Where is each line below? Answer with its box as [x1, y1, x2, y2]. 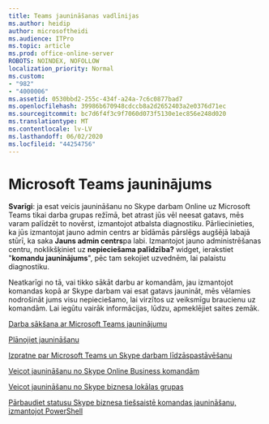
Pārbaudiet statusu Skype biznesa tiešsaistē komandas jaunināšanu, [8, 398, 237, 408]
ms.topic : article [8, 42, 70, 50]
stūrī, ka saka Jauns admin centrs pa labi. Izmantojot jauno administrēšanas [8, 236, 262, 246]
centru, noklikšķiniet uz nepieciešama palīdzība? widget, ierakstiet [8, 245, 233, 255]
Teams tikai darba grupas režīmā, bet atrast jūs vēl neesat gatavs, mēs [8, 210, 245, 220]
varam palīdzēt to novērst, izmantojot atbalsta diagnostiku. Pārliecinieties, [8, 219, 255, 229]
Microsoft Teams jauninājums [8, 175, 212, 193]
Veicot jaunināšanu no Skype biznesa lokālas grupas [8, 382, 184, 392]
